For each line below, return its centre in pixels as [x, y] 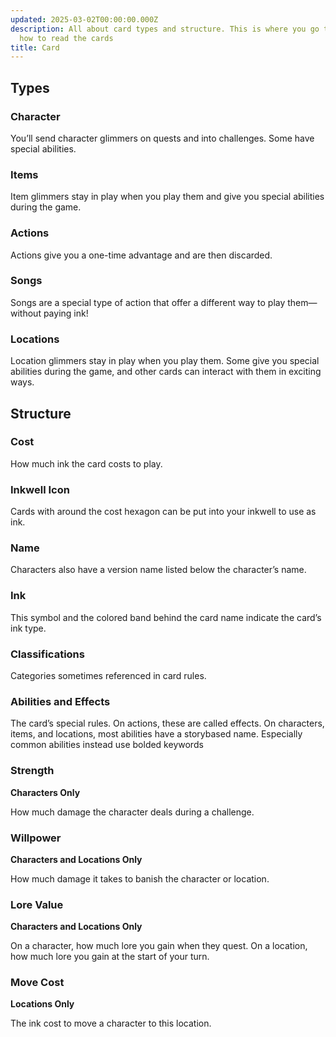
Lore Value [37, 904]
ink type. [28, 628]
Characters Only [45, 792]
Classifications [47, 654]
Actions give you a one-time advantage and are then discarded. [141, 255]
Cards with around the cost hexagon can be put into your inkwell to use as [163, 512]
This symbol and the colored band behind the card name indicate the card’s [166, 617]
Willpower [36, 838]
